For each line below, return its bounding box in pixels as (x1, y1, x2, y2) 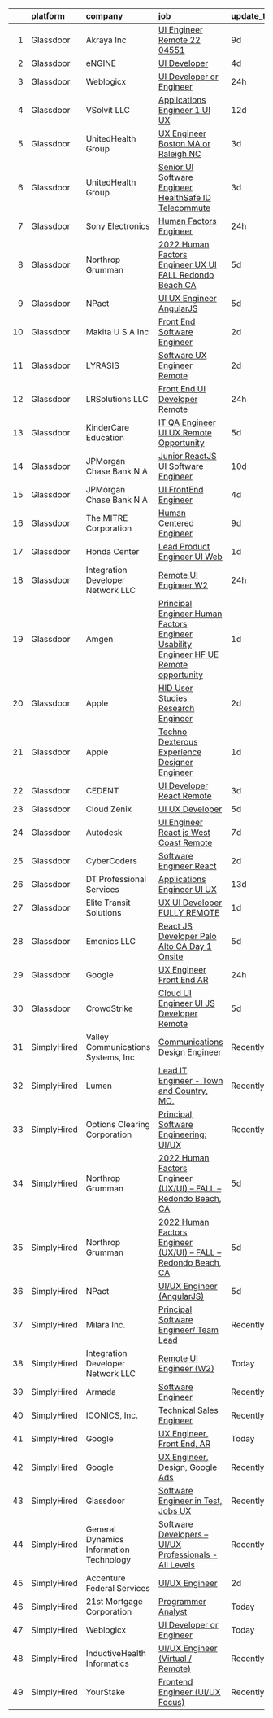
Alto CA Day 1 (158, 941, 213, 951)
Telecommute (158, 203, 211, 213)
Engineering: (158, 1129, 207, 1140)
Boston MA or (158, 138, 211, 149)
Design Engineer (158, 1047, 222, 1057)
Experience (158, 746, 202, 758)
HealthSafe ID (158, 192, 211, 203)
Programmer (158, 1596, 207, 1607)
